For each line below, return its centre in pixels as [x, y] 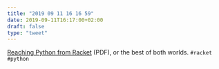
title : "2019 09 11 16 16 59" [51, 13]
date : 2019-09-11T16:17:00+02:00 [55, 20]
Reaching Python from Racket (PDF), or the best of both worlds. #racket [110, 52]
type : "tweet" [28, 33]
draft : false [26, 26]
